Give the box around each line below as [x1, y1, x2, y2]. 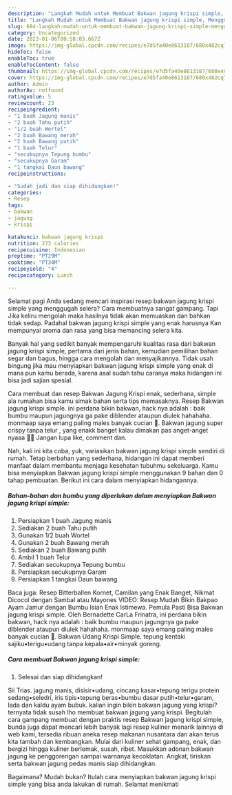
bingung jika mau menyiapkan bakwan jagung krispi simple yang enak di [8, 361, 213, 369]
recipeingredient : [8, 106, 61, 113]
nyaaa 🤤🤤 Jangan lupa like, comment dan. [8, 433, 127, 442]
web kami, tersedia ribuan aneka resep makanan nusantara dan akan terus [8, 730, 220, 738]
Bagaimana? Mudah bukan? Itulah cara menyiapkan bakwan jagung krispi [8, 772, 216, 781]
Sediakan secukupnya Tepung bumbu [17, 560, 126, 568]
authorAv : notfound [8, 87, 64, 94]
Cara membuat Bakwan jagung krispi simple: [8, 655, 140, 663]
